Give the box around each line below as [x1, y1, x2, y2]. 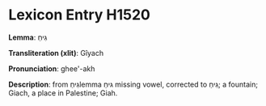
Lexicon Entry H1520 [8, 6, 151, 24]
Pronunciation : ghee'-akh [8, 63, 95, 74]
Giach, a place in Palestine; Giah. [8, 87, 118, 98]
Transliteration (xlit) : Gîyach [8, 48, 103, 57]
